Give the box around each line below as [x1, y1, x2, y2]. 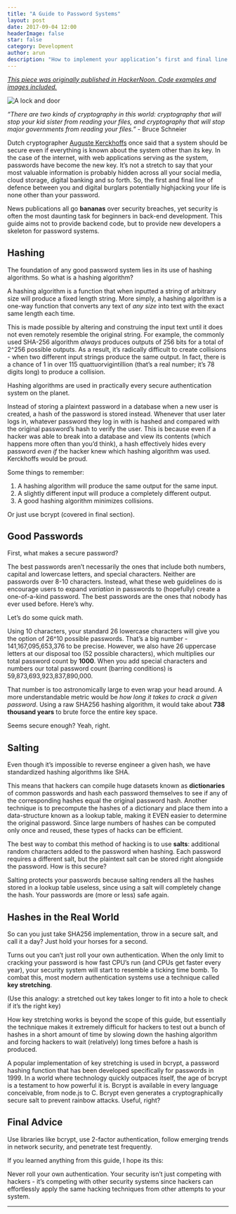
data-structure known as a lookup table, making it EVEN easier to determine [7, 812, 227, 820]
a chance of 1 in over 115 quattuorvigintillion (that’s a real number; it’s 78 [7, 359, 215, 369]
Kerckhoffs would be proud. [7, 454, 88, 463]
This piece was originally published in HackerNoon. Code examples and [7, 75, 216, 84]
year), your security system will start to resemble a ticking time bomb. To [7, 966, 218, 974]
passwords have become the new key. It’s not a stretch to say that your [7, 161, 213, 169]
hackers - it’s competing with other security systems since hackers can [7, 1177, 214, 1185]
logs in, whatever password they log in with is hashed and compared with [7, 417, 220, 425]
